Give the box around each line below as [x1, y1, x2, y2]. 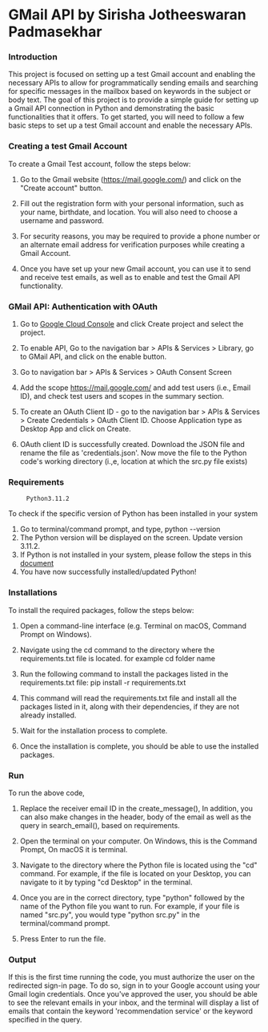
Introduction [8, 51, 58, 63]
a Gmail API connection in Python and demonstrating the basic [8, 104, 214, 113]
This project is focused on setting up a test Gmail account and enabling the [8, 70, 256, 79]
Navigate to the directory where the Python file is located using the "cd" [19, 860, 258, 870]
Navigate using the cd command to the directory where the [19, 644, 215, 655]
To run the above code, [8, 788, 86, 798]
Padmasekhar [8, 22, 102, 41]
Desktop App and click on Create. [19, 424, 131, 434]
